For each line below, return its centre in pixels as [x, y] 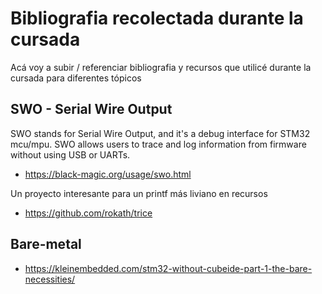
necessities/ [50, 279]
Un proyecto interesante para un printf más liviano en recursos [139, 193]
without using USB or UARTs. [70, 154]
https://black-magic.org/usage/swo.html [108, 174]
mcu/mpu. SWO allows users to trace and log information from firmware [158, 144]
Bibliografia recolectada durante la [157, 18]
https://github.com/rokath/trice [88, 213]
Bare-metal [46, 244]
